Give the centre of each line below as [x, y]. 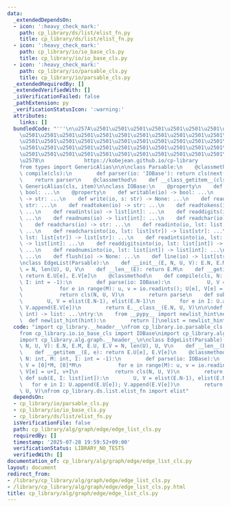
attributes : [31, 116]
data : [15, 13]
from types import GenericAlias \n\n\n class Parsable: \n [101, 167]
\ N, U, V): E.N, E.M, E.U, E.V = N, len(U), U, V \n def [107, 346]
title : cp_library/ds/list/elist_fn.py [77, 39]
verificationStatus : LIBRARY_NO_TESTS [69, 449]
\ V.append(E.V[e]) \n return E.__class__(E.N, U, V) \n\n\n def [121, 308]
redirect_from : [29, 474]
